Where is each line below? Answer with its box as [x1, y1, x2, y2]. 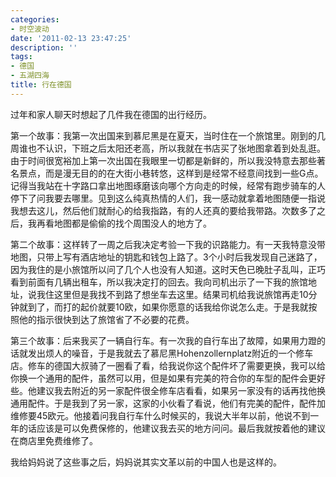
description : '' [10, 42, 78, 53]
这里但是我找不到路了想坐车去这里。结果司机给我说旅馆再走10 [53, 288, 309, 300]
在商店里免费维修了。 [10, 434, 98, 446]
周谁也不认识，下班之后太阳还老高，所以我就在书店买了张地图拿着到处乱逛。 [10, 142, 326, 154]
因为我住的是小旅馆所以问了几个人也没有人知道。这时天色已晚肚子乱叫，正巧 [10, 263, 326, 275]
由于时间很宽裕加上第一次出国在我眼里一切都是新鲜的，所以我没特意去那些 [10, 154, 317, 166]
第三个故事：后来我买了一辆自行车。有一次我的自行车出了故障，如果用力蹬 [10, 334, 317, 346]
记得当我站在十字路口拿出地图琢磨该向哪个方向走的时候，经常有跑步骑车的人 [10, 179, 326, 191]
